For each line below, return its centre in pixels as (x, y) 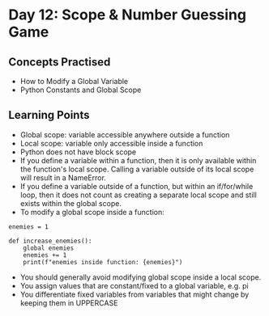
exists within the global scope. (70, 203)
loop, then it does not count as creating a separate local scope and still (138, 195)
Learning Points (49, 115)
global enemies (49, 248)
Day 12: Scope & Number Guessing (128, 15)
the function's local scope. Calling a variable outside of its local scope (137, 169)
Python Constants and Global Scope (81, 90)
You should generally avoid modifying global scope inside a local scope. (141, 277)
